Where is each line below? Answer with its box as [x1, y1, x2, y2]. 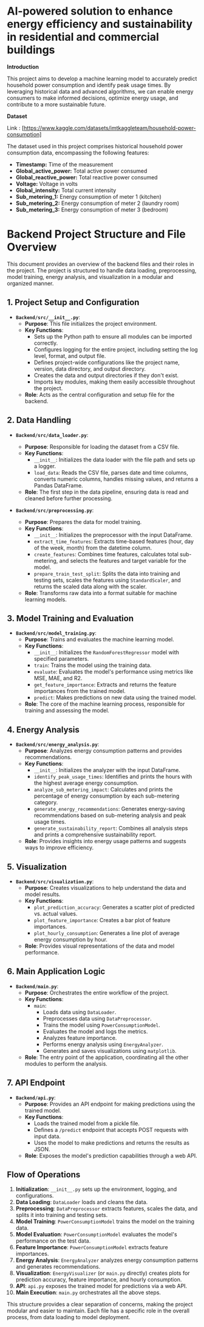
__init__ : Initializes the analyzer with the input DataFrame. [33, 767, 181, 774]
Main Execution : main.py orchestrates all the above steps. [15, 1289, 161, 1296]
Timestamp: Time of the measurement [15, 160, 114, 168]
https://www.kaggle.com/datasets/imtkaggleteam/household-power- [24, 124, 196, 131]
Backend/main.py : [15, 982, 59, 990]
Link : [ [7, 124, 24, 131]
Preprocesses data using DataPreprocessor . [42, 1015, 152, 1022]
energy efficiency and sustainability [7, 17, 193, 31]
